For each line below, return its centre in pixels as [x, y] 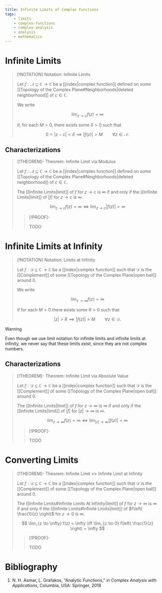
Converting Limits [42, 460]
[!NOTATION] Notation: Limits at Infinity [56, 260]
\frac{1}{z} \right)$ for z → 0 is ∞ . [51, 514]
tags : [10, 14]
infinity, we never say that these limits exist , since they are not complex [76, 344]
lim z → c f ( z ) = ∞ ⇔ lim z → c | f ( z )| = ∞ [88, 207]
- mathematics [28, 37]
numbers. [15, 348]
